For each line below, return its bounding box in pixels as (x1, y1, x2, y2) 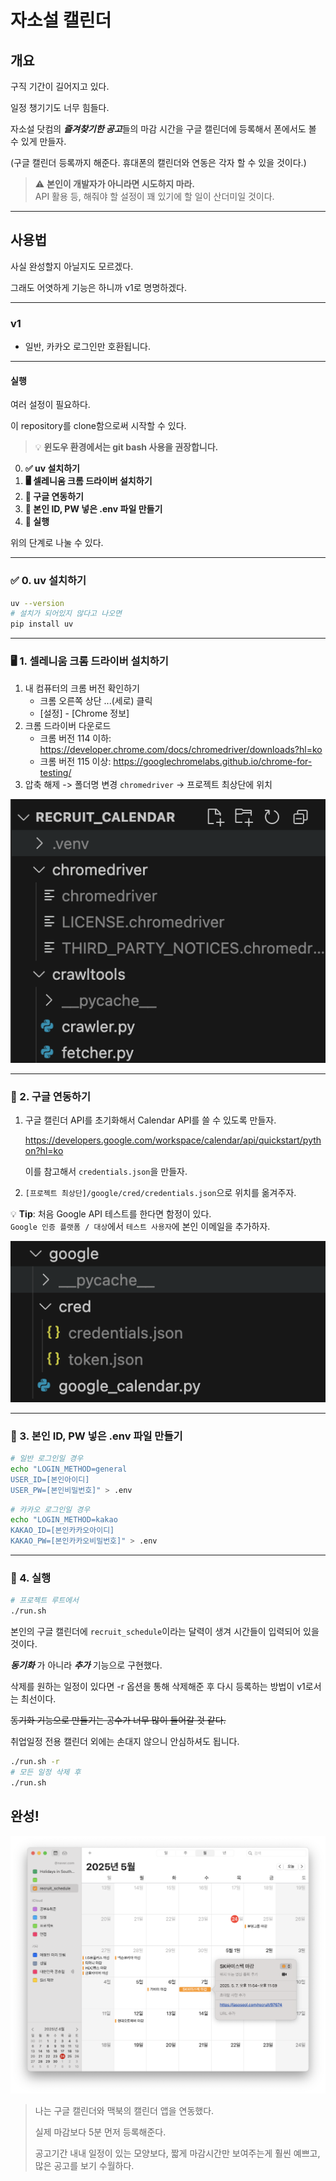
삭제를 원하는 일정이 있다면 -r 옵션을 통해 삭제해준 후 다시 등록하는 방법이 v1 (10, 1681, 306, 1693)
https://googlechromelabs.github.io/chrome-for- (113, 755, 313, 767)
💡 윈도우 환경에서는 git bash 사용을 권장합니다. (34, 441, 219, 453)
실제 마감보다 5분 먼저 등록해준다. (34, 2126, 167, 2138)
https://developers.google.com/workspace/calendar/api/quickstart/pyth (24, 1134, 322, 1146)
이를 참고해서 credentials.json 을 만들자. (24, 1166, 188, 1178)
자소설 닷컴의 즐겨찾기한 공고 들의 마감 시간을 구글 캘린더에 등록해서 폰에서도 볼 (10, 123, 317, 135)
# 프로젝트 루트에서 (10, 1596, 79, 1606)
